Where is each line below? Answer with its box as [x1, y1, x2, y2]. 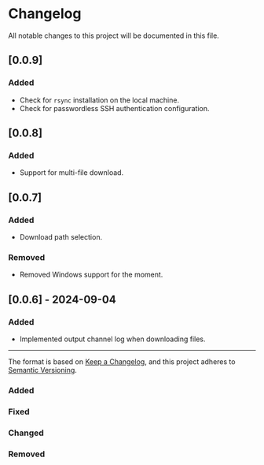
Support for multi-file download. [19, 168, 124, 177]
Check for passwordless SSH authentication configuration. [19, 103, 210, 113]
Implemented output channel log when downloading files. [19, 334, 206, 344]
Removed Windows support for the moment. [19, 270, 163, 280]
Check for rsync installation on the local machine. [19, 95, 179, 105]
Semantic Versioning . [8, 365, 77, 374]
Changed [8, 427, 45, 438]
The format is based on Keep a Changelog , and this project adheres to [8, 356, 236, 366]
